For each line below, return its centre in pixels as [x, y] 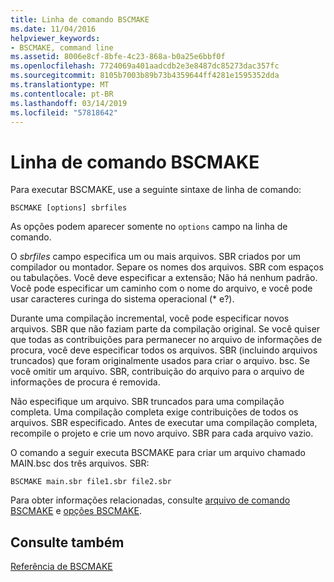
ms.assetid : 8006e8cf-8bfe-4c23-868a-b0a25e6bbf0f [118, 57]
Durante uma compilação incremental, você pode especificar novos [150, 318]
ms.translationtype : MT [60, 85]
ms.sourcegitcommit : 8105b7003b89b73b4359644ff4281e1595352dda [145, 76]
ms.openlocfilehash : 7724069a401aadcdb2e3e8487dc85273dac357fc [145, 66]
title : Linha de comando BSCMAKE [80, 19]
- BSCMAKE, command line [62, 47]
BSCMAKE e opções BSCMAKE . [76, 511]
